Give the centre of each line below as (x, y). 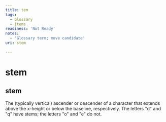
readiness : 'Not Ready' (30, 29)
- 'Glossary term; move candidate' (47, 38)
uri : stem (16, 43)
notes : (12, 33)
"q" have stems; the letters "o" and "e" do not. (54, 114)
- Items (18, 24)
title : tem (17, 10)
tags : (11, 15)
